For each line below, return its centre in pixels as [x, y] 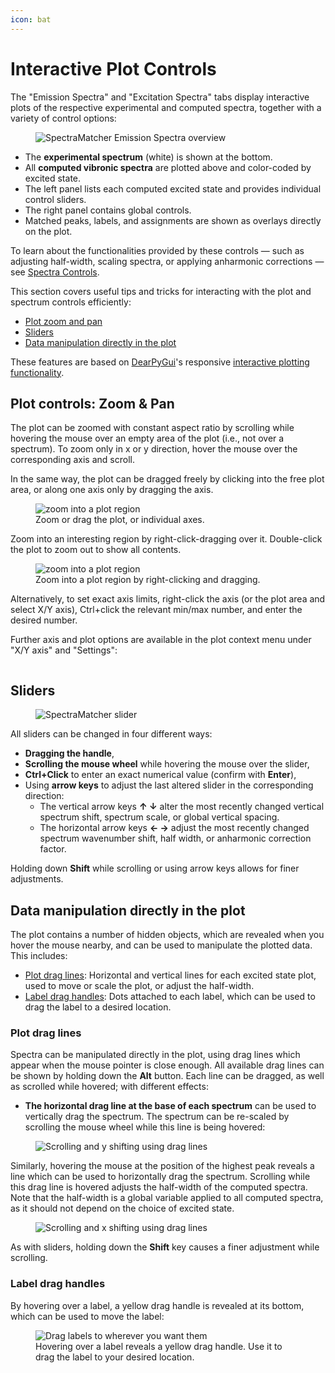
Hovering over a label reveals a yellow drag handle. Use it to [159, 1346]
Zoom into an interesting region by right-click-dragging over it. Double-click [166, 539]
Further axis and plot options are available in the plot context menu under [161, 640]
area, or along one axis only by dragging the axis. [112, 490]
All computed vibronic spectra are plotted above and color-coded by [168, 167]
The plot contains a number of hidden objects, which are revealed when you [167, 934]
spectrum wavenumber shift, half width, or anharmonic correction [175, 838]
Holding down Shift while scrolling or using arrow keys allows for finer [155, 868]
